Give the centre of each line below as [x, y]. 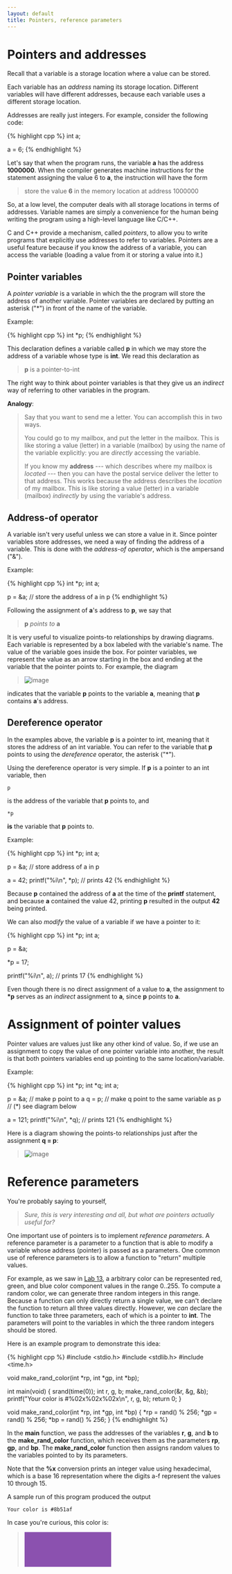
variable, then [27, 775]
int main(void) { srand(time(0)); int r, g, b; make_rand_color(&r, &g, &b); [108, 1391]
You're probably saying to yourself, [57, 1201]
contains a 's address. [38, 701]
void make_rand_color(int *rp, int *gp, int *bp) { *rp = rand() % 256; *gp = [113, 1412]
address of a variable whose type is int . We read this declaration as [103, 356]
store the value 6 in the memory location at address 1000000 [111, 191]
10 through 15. [27, 1483]
